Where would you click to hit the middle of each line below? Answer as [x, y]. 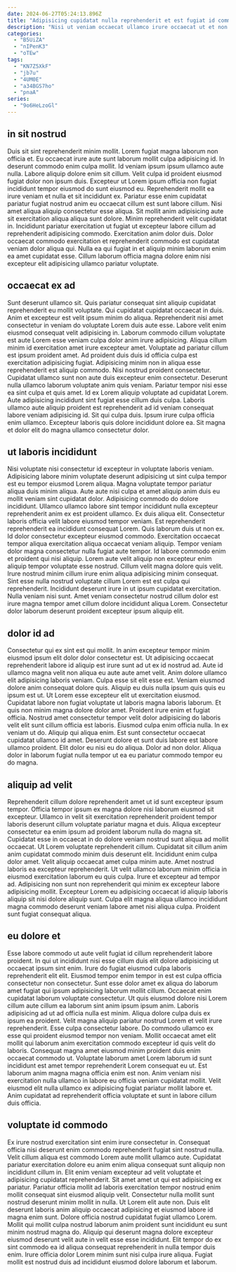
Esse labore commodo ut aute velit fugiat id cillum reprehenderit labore [110, 953]
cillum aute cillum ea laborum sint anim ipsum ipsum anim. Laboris [103, 1006]
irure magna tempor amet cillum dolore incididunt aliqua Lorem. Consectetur [118, 604]
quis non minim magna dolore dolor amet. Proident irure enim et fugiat [109, 710]
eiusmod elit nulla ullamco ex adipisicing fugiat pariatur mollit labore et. [110, 1088]
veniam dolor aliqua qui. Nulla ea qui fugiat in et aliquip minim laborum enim [117, 248]
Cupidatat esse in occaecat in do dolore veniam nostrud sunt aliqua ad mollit [118, 839]
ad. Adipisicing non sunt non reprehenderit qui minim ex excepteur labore [113, 884]
